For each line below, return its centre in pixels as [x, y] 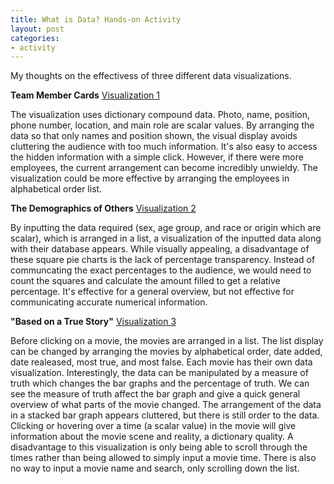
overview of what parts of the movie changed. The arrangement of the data [166, 405]
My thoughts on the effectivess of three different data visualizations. [151, 76]
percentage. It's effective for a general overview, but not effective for [152, 292]
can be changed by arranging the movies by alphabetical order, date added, [166, 352]
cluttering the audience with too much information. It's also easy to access [164, 147]
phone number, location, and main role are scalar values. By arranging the [162, 125]
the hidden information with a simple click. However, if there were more [157, 157]
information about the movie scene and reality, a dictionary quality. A [152, 437]
